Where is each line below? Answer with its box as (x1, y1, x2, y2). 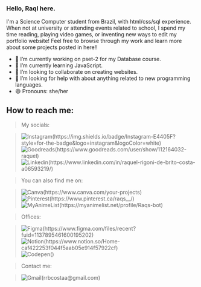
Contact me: (21, 262, 53, 270)
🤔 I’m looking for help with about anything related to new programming (14, 74, 191, 82)
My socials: (21, 121, 50, 128)
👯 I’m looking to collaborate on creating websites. (14, 68, 138, 76)
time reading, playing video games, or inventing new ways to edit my (6, 31, 177, 38)
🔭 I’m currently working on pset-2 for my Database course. (14, 56, 162, 63)
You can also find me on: (21, 177, 83, 184)
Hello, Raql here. (6, 4, 56, 13)
